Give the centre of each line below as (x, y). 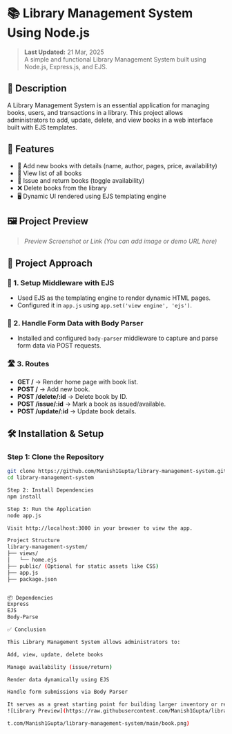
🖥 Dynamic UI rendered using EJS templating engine (92, 196)
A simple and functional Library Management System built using (115, 59)
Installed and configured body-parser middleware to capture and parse (118, 338)
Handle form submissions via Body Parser (68, 692)
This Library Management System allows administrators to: (94, 642)
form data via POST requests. (59, 346)
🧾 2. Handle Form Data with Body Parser (75, 323)
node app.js (24, 516)
